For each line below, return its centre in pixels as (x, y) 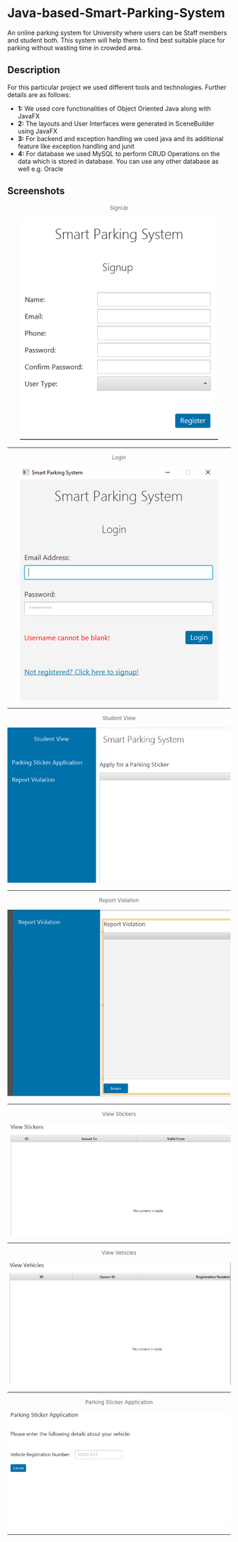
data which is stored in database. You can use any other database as (118, 161)
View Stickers (119, 1114)
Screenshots (36, 191)
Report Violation (119, 900)
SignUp (119, 207)
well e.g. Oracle (40, 169)
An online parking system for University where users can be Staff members (117, 33)
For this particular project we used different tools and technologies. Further (117, 87)
